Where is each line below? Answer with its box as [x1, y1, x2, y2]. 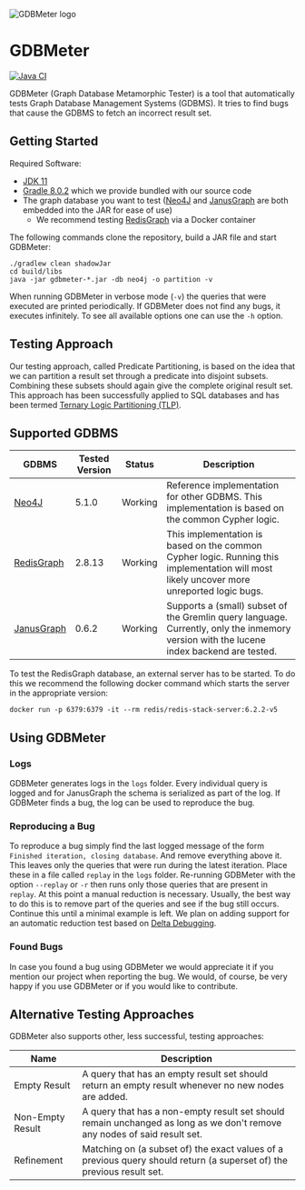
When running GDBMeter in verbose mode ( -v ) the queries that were [9, 291, 267, 302]
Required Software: [9, 157, 82, 168]
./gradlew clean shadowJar [9, 259, 112, 268]
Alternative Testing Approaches [9, 1007, 195, 1023]
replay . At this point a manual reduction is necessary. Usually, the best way [9, 889, 291, 900]
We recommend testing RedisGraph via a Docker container [35, 214, 256, 225]
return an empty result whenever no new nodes [82, 1079, 284, 1092]
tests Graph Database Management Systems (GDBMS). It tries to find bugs [9, 97, 289, 108]
